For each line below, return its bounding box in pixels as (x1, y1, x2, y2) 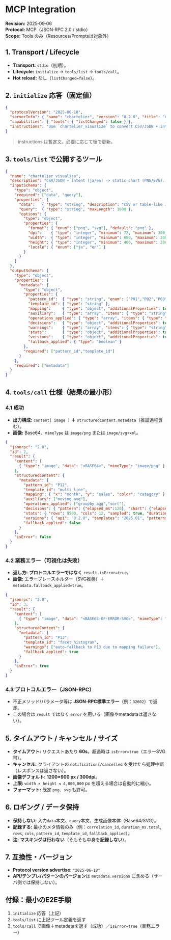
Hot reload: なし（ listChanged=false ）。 (12, 75, 97, 81)
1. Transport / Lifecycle (5, 48, 80, 57)
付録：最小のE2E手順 (5, 896, 71, 904)
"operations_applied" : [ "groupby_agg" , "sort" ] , (23, 501, 126, 506)
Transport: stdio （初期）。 (12, 62, 69, 68)
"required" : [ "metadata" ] (14, 363, 70, 368)
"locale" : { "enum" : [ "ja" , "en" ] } (27, 245, 106, 250)
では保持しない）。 (21, 879, 60, 885)
